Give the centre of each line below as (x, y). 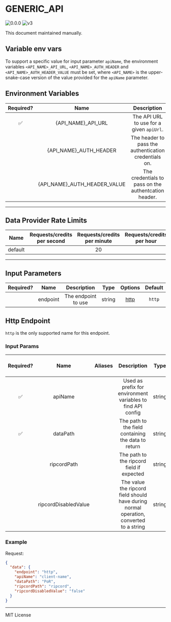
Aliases (104, 366)
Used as (133, 381)
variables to (133, 400)
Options (130, 288)
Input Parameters (33, 273)
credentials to (148, 178)
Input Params (22, 346)
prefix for (133, 387)
